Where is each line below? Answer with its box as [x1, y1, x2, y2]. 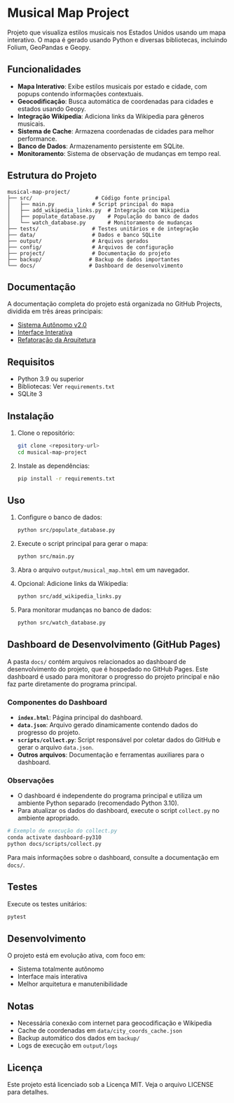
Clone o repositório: [17, 429, 75, 437]
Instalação [7, 410, 55, 422]
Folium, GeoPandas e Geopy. [7, 43, 91, 51]
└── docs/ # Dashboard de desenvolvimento [7, 262, 184, 269]
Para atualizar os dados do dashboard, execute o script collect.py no [17, 807, 219, 815]
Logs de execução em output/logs [17, 1041, 118, 1050]
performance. [17, 134, 57, 143]
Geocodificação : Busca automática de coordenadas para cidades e [17, 97, 214, 105]
